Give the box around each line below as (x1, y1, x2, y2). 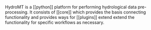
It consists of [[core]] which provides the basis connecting (30, 9, 146, 15)
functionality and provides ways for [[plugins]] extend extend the (5, 15, 135, 20)
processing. (5, 9, 29, 15)
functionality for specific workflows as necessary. (5, 19, 105, 25)
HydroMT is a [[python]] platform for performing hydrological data (5, 4, 137, 10)
